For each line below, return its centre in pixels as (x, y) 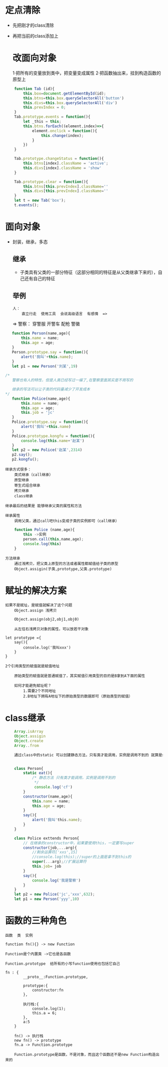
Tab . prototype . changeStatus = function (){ (59, 159)
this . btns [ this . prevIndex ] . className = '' (66, 187)
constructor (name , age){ (48, 796)
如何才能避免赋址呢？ (33, 686)
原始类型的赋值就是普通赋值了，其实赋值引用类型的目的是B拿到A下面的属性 (80, 676)
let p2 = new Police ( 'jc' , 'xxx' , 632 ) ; (54, 895)
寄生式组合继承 (27, 486)
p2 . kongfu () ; (25, 460)
